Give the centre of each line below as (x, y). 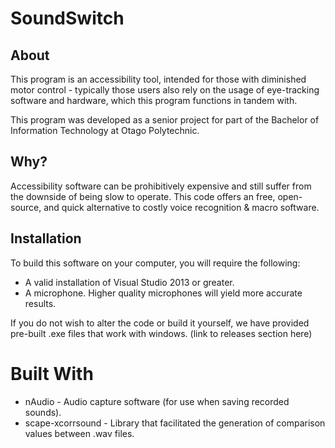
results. (40, 303)
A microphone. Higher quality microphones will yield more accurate (163, 293)
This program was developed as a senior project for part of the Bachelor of (165, 120)
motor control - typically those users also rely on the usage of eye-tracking (165, 90)
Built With (52, 373)
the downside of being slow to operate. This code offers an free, (143, 196)
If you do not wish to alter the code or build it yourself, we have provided (160, 323)
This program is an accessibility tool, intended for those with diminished (158, 79)
